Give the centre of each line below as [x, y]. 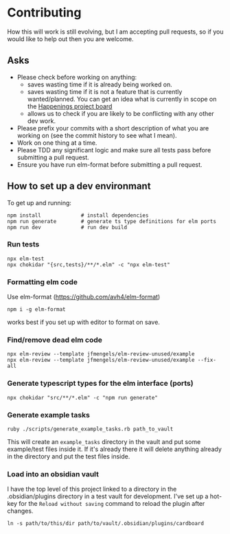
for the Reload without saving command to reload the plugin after [112, 504]
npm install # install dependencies [78, 215]
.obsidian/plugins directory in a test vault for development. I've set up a [108, 496]
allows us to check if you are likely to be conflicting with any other [120, 113]
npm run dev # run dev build [67, 227]
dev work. [42, 121]
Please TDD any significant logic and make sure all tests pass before [114, 150]
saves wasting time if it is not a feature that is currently [105, 91]
